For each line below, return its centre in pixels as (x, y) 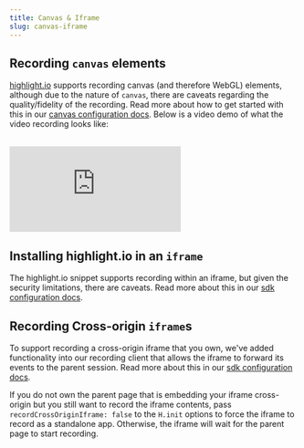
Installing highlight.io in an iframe (106, 256)
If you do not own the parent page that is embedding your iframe (131, 394)
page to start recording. (54, 433)
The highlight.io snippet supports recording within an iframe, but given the (149, 278)
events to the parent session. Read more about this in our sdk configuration (151, 367)
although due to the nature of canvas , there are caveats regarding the (139, 95)
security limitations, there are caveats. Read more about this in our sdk (142, 287)
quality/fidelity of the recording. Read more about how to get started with (147, 105)
